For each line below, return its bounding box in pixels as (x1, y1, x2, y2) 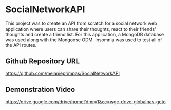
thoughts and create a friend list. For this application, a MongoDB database (5, 31, 164, 37)
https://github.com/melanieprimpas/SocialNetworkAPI (5, 70, 120, 76)
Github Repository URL (5, 57, 80, 66)
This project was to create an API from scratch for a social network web (5, 20, 158, 26)
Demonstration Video (5, 85, 75, 94)
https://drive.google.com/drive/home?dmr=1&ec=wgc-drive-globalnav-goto (5, 98, 166, 105)
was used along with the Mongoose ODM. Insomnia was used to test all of (5, 37, 162, 43)
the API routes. (5, 42, 37, 48)
